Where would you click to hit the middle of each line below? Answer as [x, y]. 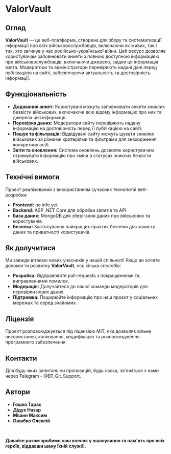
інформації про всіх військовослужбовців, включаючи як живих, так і [81, 46]
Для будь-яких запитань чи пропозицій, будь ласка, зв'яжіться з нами [82, 371]
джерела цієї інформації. [40, 117]
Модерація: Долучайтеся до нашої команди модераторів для [80, 287]
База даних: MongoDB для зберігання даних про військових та [81, 215]
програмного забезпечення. [36, 342]
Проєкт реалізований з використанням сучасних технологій [71, 189]
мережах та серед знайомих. [45, 303]
